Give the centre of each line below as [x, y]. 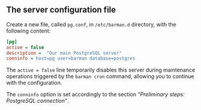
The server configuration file [61, 10]
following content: [28, 31]
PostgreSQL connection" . [37, 101]
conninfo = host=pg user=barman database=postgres [71, 59]
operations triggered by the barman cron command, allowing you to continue [100, 76]
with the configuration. [34, 83]
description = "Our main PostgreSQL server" [64, 53]
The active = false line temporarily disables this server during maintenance [101, 70]
